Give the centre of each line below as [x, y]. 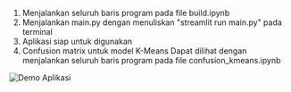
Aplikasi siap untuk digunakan [77, 41]
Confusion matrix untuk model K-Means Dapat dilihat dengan [134, 51]
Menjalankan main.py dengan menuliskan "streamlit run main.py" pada [152, 22]
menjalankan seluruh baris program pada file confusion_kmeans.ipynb [151, 60]
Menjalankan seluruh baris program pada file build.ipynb [126, 13]
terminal [37, 32]
